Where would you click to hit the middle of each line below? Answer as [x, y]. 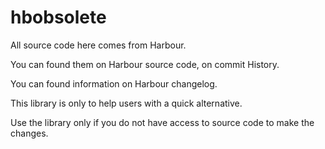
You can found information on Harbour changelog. [114, 83]
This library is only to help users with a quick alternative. [126, 103]
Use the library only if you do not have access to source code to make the [162, 122]
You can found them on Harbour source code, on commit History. [145, 64]
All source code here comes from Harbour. [98, 45]
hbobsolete [58, 17]
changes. [29, 133]
